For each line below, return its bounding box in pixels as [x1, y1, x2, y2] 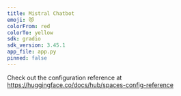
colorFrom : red [7, 23, 51, 29]
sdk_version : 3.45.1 [7, 42, 66, 49]
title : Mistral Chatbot [7, 10, 75, 17]
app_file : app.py [7, 49, 57, 56]
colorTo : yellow [7, 29, 53, 36]
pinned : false [7, 55, 48, 62]
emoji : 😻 [7, 16, 34, 23]
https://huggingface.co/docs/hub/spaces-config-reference [7, 80, 174, 89]
